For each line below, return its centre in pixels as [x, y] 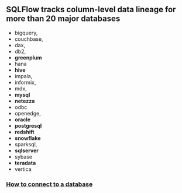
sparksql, [26, 144]
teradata [25, 163]
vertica [23, 169]
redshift [24, 132]
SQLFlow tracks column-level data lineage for [91, 10]
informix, [25, 82]
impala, [23, 76]
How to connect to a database [49, 184]
